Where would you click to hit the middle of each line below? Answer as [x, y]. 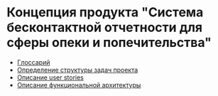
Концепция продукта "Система [105, 12]
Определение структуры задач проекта [77, 70]
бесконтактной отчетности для [105, 27]
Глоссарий [33, 62]
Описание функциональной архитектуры [79, 85]
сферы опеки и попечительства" [109, 43]
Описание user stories [50, 77]
